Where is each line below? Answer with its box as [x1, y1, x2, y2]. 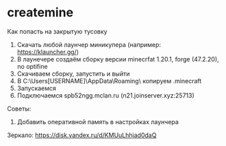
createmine [7, 5, 74, 20]
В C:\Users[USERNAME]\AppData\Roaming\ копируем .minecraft [16, 76, 202, 85]
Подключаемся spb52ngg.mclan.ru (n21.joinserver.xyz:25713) [16, 91, 195, 100]
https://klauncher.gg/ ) [16, 48, 79, 56]
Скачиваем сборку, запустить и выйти [16, 70, 130, 78]
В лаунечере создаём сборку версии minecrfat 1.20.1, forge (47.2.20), [16, 55, 219, 63]
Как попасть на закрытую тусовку [7, 27, 108, 35]
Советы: [7, 104, 32, 113]
